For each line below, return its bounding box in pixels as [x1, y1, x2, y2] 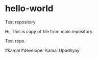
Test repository [5, 19, 36, 25]
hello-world [5, 3, 54, 14]
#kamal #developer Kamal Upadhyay [5, 47, 80, 53]
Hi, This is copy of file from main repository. [5, 28, 94, 34]
